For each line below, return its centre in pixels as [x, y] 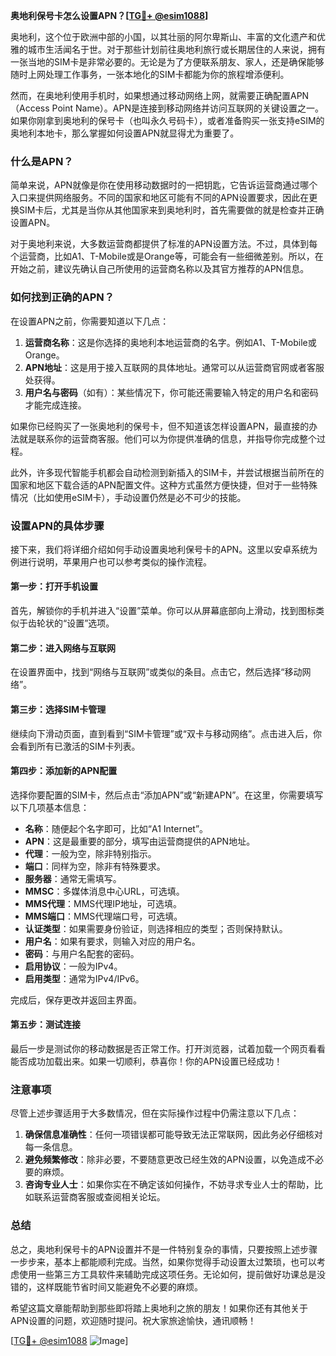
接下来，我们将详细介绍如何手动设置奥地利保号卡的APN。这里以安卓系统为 [164, 549]
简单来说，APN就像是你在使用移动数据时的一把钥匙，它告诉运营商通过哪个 [164, 185]
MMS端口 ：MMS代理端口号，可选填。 [103, 916]
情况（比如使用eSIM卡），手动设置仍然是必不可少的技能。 [128, 497]
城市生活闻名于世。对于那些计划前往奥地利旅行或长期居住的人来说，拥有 [176, 49]
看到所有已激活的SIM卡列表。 [79, 746]
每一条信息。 [51, 1147]
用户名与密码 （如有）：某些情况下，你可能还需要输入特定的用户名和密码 [171, 392]
